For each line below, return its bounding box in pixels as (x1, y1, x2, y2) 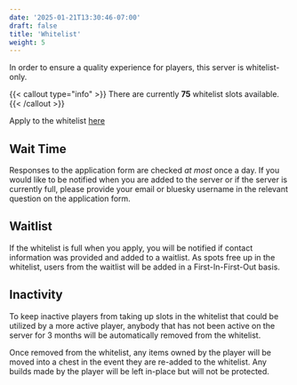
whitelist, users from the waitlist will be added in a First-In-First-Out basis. (9, 261, 280, 272)
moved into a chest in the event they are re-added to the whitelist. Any (9, 357, 267, 367)
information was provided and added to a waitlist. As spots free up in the (9, 252, 276, 262)
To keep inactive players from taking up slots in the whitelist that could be (9, 310, 279, 321)
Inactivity (9, 287, 63, 302)
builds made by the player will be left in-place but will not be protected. (9, 365, 269, 376)
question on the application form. (9, 193, 131, 205)
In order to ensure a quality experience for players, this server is (9, 62, 245, 73)
